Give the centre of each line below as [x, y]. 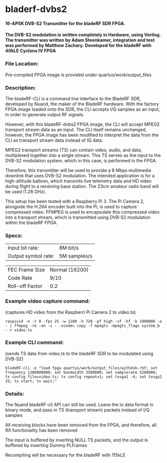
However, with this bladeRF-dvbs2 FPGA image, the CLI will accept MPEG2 [82, 124]
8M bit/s [69, 248]
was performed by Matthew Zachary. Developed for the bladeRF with [78, 46]
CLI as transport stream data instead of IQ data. [54, 140]
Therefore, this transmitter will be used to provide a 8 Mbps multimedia [78, 170]
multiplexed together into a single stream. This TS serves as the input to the [83, 155]
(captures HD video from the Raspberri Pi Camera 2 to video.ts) [70, 312]
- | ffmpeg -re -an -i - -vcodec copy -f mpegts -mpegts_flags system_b [82, 326]
